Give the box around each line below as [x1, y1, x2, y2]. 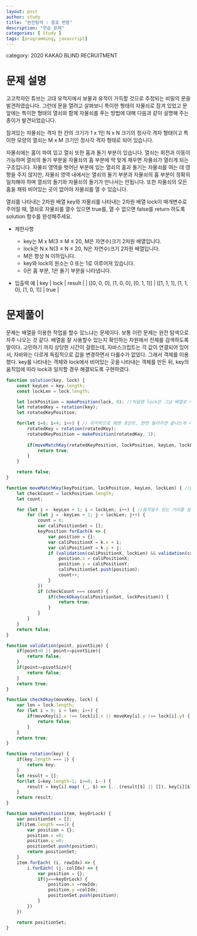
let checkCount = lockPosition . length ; [16, 490, 114, 496]
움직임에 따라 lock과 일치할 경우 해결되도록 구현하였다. [6, 365, 131, 372]
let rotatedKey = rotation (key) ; [16, 404, 98, 411]
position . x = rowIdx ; [47, 881, 98, 887]
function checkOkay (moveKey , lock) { [6, 697, 98, 703]
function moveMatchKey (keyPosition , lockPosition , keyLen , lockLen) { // [6, 485, 191, 491]
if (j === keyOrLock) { [37, 876, 88, 882]
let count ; [16, 496, 43, 502]
